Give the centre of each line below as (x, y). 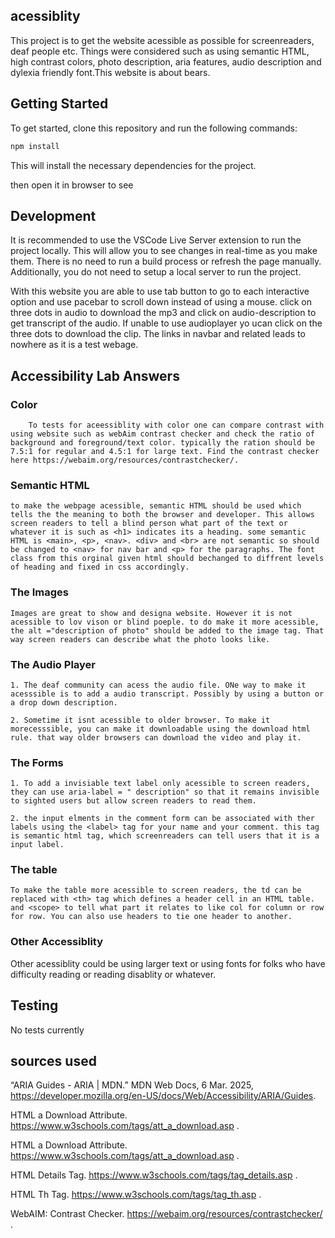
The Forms (37, 762)
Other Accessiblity (57, 942)
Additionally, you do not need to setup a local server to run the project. (156, 272)
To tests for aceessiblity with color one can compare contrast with (176, 425)
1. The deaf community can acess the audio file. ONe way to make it (158, 685)
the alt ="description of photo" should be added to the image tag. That (167, 630)
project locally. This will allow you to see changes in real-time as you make (164, 251)
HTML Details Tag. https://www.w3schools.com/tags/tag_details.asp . (154, 1175)
